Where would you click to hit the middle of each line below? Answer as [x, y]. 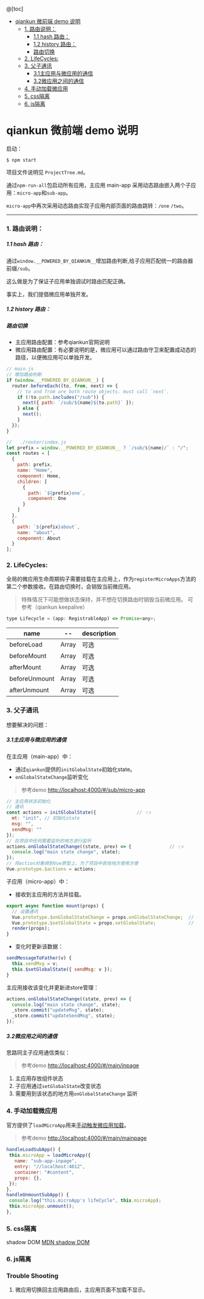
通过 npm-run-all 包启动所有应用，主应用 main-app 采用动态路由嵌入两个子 [99, 185]
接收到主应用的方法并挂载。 [50, 894]
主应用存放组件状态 [39, 1078]
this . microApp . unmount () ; [42, 1207]
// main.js [20, 369]
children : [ [32, 482]
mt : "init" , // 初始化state [46, 818]
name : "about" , [36, 532]
